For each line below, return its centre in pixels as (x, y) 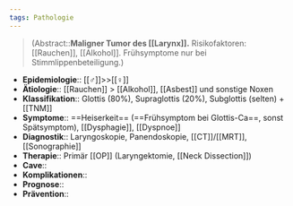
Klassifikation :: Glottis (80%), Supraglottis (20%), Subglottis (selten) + (153, 99)
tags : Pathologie (42, 17)
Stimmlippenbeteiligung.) (78, 62)
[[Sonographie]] (52, 146)
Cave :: (34, 165)
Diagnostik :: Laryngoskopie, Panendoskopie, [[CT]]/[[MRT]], (135, 136)
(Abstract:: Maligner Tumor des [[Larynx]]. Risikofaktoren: (139, 43)
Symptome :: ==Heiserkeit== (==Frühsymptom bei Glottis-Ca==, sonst (153, 117)
